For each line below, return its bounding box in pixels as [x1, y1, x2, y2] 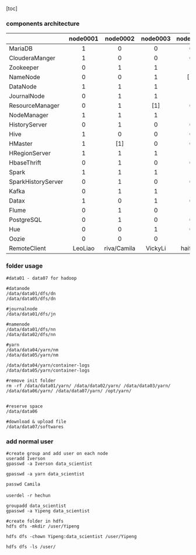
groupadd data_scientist [6, 503, 66, 509]
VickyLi [145, 244, 166, 252]
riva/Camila [104, 244, 136, 252]
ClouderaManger [9, 54, 55, 62]
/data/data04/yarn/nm [6, 347, 59, 353]
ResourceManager [9, 102, 60, 110]
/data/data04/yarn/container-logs [6, 362, 90, 368]
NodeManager [9, 111, 48, 119]
